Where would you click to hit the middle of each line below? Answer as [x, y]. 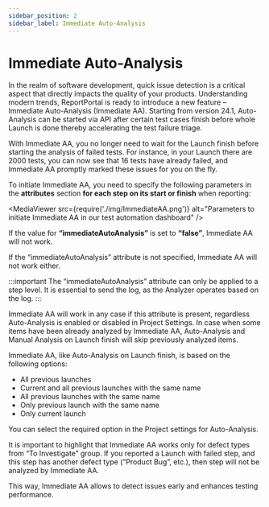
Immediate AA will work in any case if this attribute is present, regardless [129, 314]
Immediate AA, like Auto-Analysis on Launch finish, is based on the [120, 356]
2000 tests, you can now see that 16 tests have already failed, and [118, 161]
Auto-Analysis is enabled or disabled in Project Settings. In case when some [134, 323]
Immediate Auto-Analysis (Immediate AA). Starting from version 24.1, [122, 111]
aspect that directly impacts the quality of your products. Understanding [128, 94]
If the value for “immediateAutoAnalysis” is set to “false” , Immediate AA [131, 233]
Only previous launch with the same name [89, 405]
